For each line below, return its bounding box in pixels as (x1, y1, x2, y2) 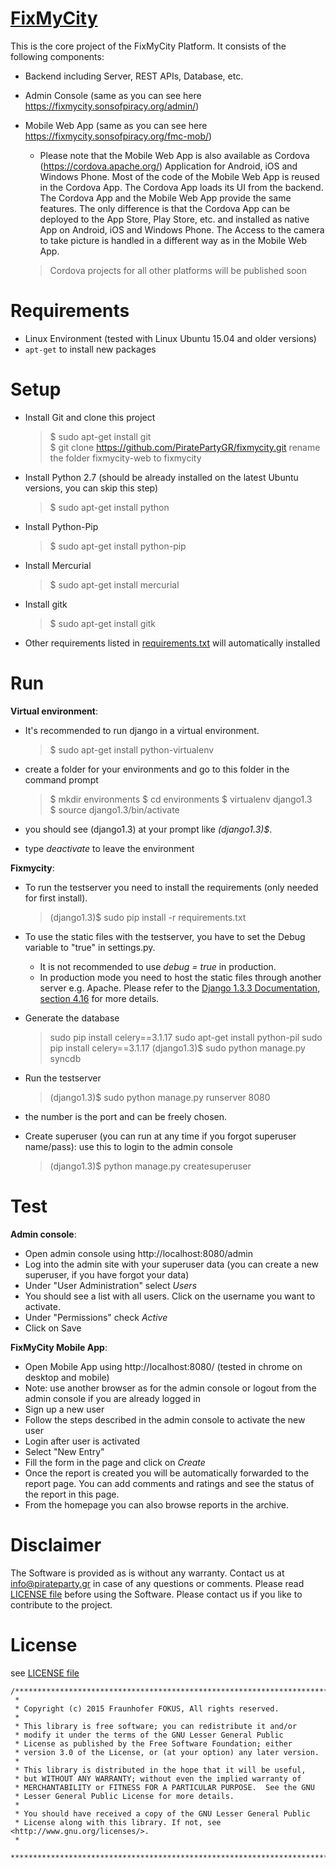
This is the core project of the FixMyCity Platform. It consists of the (10, 40, 287, 52)
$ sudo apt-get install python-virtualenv (49, 743, 215, 756)
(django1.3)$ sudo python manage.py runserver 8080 (49, 1091, 271, 1103)
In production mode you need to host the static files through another (39, 971, 322, 983)
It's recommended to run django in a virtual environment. (24, 724, 260, 736)
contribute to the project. (10, 1598, 113, 1611)
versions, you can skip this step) (24, 482, 159, 494)
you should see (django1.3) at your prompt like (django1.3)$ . (24, 823, 273, 835)
